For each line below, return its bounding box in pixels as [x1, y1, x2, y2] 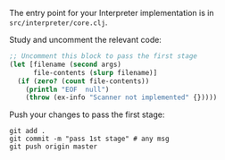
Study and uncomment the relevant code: [9, 35, 162, 45]
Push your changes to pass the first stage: [9, 109, 165, 120]
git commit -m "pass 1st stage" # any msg [9, 134, 170, 144]
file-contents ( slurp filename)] [32, 68, 158, 77]
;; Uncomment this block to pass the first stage [9, 52, 198, 61]
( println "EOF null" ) [25, 85, 110, 94]
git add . [9, 127, 46, 136]
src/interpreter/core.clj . [9, 17, 108, 28]
